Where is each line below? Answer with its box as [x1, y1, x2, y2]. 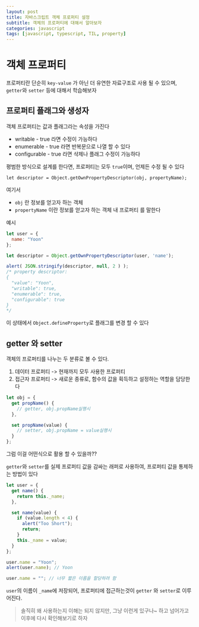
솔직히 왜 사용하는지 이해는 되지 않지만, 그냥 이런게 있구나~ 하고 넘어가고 [20, 607, 189, 614]
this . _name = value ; [17, 537, 68, 543]
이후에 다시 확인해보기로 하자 [20, 614, 88, 622]
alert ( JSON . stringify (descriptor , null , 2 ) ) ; [6, 263, 129, 269]
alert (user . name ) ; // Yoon [6, 564, 73, 571]
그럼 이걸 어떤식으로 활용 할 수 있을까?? [6, 451, 97, 458]
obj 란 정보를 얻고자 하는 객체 [14, 198, 83, 206]
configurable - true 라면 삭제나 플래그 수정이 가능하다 [14, 150, 141, 157]
